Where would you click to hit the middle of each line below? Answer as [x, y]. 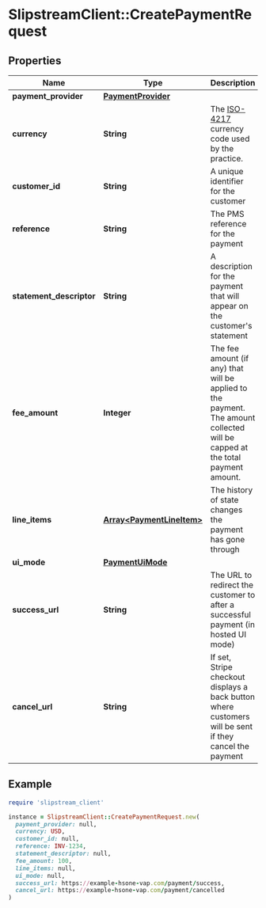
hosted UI [228, 634]
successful [231, 615]
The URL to [231, 575]
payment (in [233, 625]
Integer [117, 413]
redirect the [232, 585]
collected [228, 427]
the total [226, 457]
